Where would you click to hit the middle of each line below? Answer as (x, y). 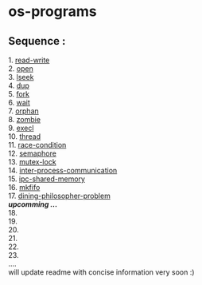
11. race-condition (37, 145)
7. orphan (24, 111)
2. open (21, 69)
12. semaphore (33, 153)
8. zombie (25, 119)
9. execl (21, 128)
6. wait (19, 103)
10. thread (25, 137)
